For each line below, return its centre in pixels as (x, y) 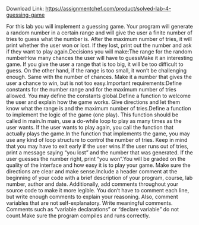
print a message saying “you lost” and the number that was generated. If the (99, 153)
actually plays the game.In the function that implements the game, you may (98, 134)
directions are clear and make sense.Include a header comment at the (92, 171)
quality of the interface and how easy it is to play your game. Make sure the (99, 165)
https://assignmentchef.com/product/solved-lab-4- (108, 9)
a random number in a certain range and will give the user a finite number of (99, 33)
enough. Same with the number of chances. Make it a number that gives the (99, 77)
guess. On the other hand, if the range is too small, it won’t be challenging (97, 70)
